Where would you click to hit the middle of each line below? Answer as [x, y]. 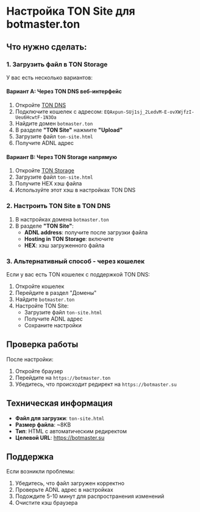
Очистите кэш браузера [46, 503]
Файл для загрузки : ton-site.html [60, 418]
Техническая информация [59, 403]
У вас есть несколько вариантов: [49, 77]
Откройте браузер [39, 371]
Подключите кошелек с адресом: [59, 112]
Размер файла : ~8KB [43, 425]
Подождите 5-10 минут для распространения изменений [90, 496]
